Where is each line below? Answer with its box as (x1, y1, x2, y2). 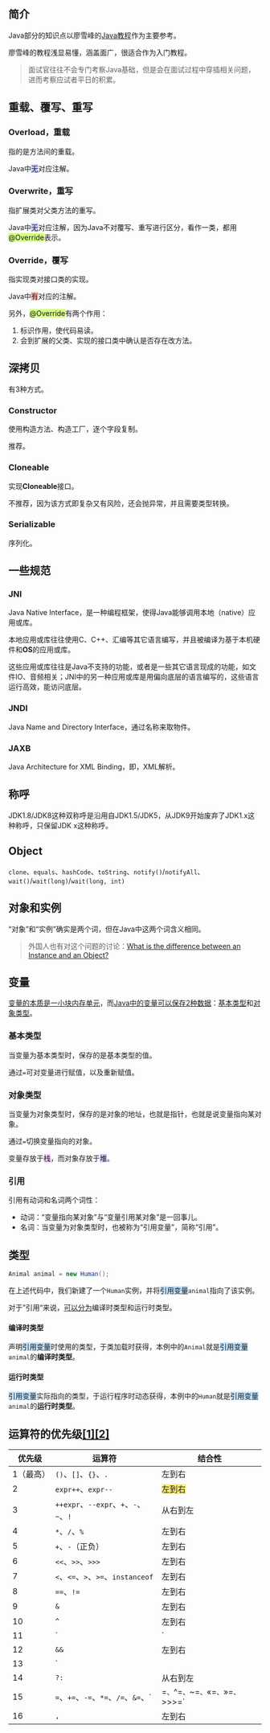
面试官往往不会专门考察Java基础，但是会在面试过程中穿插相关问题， (27, 64, 256, 74)
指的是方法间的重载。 (8, 146, 79, 156)
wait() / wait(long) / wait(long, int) (8, 876, 126, 885)
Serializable (8, 519, 56, 530)
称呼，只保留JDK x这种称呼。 (14, 820, 113, 830)
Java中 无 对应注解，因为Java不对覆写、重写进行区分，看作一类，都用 (8, 222, 237, 232)
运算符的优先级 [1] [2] (8, 1427, 110, 1441)
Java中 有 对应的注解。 (8, 292, 81, 302)
